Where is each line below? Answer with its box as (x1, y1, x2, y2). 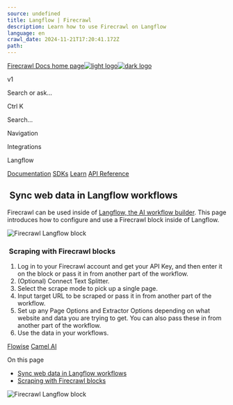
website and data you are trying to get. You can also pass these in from (17, 314, 222, 322)
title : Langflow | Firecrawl (7, 17, 92, 24)
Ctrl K (7, 102, 24, 110)
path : (7, 42, 23, 49)
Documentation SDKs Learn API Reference (7, 170, 130, 177)
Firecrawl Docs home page (7, 62, 85, 70)
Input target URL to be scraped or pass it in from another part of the (17, 292, 212, 300)
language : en (7, 29, 45, 37)
